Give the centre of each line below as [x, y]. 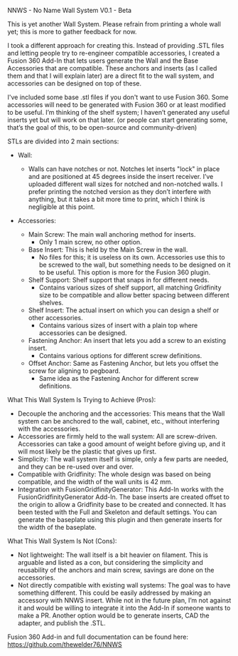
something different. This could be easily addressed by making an [114, 593]
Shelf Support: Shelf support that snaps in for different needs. [119, 280]
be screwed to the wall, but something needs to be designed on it [135, 265]
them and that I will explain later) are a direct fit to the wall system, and [111, 76]
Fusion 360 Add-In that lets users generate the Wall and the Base [103, 61]
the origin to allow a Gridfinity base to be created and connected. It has [122, 504]
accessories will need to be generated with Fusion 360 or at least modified [117, 105]
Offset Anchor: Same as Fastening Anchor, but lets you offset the [123, 363]
